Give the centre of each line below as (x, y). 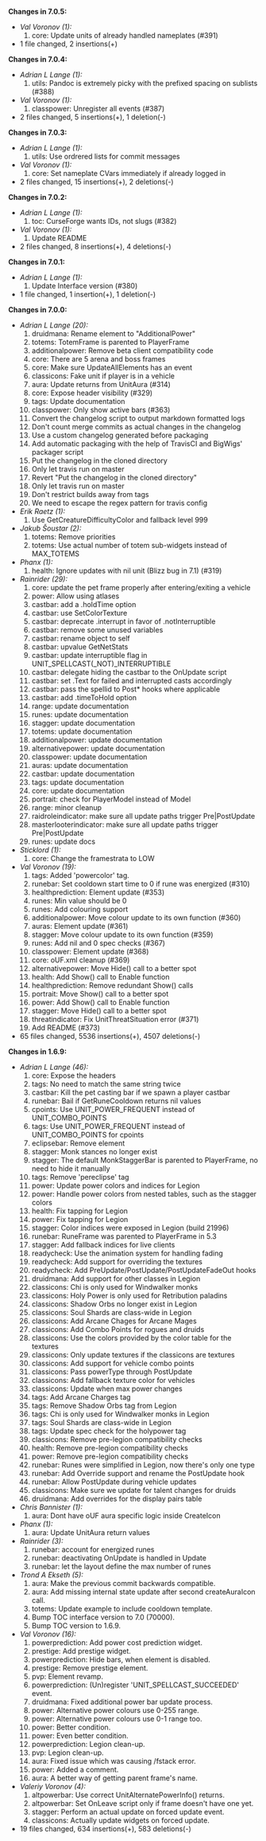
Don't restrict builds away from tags (90, 494)
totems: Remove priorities (73, 537)
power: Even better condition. (80, 1735)
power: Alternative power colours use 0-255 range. (116, 1710)
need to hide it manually (71, 1169)
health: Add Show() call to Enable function (100, 977)
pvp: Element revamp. (67, 1676)
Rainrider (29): (43, 579)
